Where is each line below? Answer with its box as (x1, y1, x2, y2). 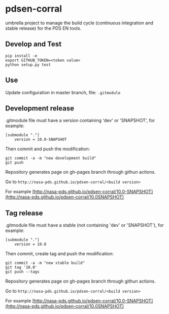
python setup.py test (5, 62, 51, 67)
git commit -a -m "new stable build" (5, 260, 85, 266)
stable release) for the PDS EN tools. (5, 25, 82, 31)
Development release (5, 104, 75, 112)
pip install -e (5, 53, 38, 58)
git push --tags (5, 269, 40, 274)
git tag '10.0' (5, 265, 38, 270)
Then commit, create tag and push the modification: (5, 251, 114, 257)
